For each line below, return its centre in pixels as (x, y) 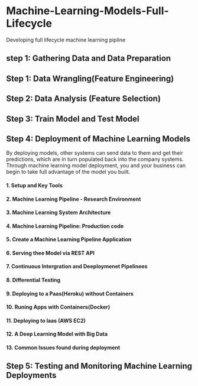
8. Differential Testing (33, 280)
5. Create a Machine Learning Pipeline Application (69, 239)
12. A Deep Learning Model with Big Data (57, 334)
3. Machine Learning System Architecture (59, 213)
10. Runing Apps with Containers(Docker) (58, 307)
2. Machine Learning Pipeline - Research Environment (74, 199)
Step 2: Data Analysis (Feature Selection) (84, 99)
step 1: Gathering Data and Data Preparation (89, 58)
